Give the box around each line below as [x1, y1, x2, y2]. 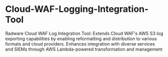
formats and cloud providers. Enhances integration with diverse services [5, 41, 155, 47]
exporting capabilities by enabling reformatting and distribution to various [5, 36, 157, 42]
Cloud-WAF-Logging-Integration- [5, 3, 149, 15]
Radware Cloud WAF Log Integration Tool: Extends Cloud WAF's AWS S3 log [5, 30, 163, 36]
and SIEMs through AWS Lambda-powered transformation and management [5, 46, 163, 52]
